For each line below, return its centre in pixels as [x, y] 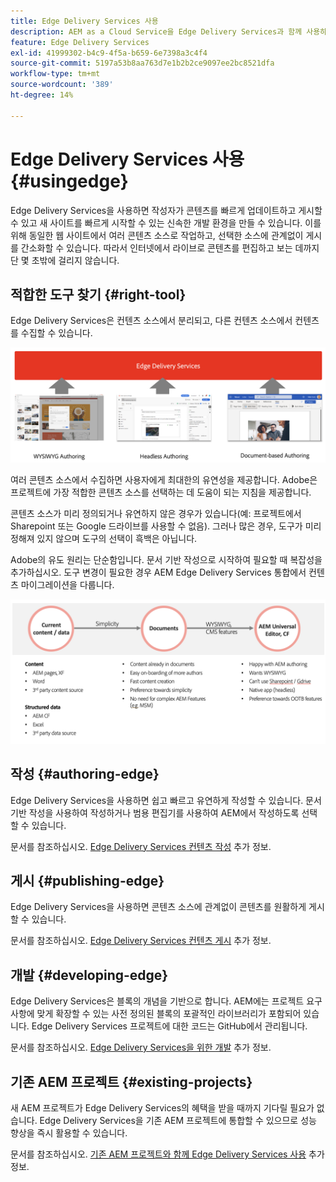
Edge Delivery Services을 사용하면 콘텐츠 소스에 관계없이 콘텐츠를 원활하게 [158, 907]
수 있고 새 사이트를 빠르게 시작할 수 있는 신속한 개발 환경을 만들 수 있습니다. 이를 [166, 222]
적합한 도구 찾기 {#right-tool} [98, 294]
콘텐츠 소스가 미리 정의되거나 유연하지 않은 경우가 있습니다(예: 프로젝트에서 [156, 514]
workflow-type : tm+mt [55, 74]
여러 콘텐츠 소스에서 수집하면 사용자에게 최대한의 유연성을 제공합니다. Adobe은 [164, 480]
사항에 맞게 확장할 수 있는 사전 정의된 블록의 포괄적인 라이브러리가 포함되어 [156, 1014]
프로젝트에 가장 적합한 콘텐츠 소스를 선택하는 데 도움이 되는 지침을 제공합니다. [161, 492]
